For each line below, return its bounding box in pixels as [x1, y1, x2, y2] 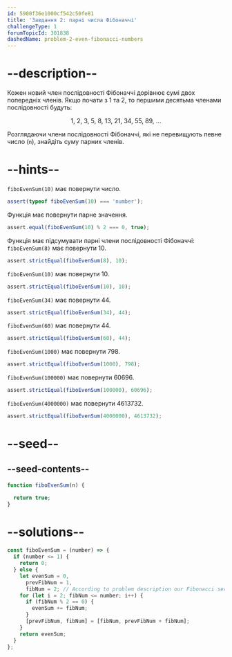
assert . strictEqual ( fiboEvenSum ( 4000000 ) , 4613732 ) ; [7, 413, 162, 420]
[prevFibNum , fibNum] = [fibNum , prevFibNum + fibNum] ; [25, 618, 190, 625]
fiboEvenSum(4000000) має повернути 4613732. [7, 399, 144, 407]
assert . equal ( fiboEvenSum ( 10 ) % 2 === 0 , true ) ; [7, 224, 150, 231]
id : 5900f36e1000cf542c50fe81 [7, 10, 95, 17]
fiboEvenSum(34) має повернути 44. [7, 296, 111, 304]
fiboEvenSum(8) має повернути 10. [7, 244, 107, 252]
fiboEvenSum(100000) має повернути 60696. [7, 373, 135, 381]
